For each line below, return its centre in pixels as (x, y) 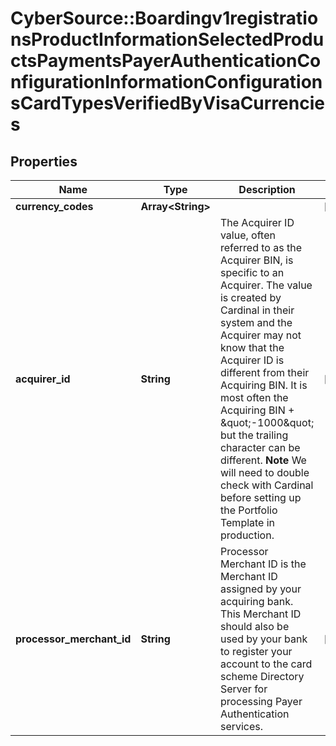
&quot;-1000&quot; (267, 422)
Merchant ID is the (263, 564)
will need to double (264, 472)
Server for (243, 689)
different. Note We (263, 460)
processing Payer (261, 701)
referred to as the (260, 247)
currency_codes (54, 206)
